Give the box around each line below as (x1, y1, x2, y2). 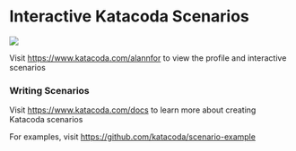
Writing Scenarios (9, 84, 90, 96)
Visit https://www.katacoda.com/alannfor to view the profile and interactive (9, 52, 287, 63)
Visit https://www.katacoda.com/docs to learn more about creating (9, 105, 257, 115)
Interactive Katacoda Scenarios (9, 6, 249, 27)
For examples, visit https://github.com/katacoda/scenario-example (9, 131, 256, 142)
